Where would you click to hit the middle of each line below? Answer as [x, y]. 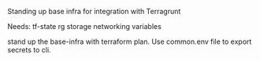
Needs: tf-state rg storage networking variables [85, 26]
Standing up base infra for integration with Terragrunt [94, 11]
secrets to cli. [30, 50]
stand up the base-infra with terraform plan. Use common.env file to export [130, 41]
